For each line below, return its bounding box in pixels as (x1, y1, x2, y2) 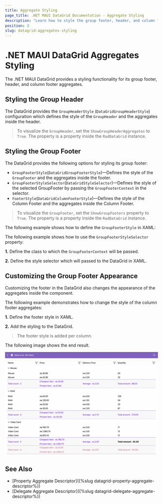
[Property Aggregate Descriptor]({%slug (12, 478, 93, 484)
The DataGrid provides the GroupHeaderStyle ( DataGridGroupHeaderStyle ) (5, 108, 150, 114)
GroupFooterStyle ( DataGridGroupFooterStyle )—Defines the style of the (12, 169, 154, 175)
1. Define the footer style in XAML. (5, 314, 74, 320)
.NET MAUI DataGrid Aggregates (5, 50, 139, 61)
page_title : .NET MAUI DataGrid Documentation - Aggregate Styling (5, 13, 145, 18)
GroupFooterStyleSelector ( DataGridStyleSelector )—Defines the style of (12, 180, 157, 185)
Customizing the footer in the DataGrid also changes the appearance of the (5, 285, 156, 291)
